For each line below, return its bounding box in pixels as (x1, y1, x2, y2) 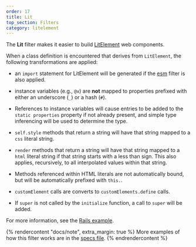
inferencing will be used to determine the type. (14, 118, 128, 125)
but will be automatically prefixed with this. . (14, 177, 123, 184)
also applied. (14, 76, 46, 83)
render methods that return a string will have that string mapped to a (14, 147, 180, 154)
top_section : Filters (6, 19, 59, 25)
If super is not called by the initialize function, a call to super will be (14, 199, 183, 207)
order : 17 (6, 8, 31, 15)
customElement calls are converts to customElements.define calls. (14, 188, 170, 195)
